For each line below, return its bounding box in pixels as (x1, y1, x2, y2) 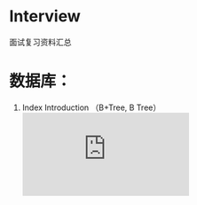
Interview (9, 6, 82, 27)
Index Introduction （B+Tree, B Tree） (21, 102, 162, 113)
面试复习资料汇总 (9, 36, 72, 47)
